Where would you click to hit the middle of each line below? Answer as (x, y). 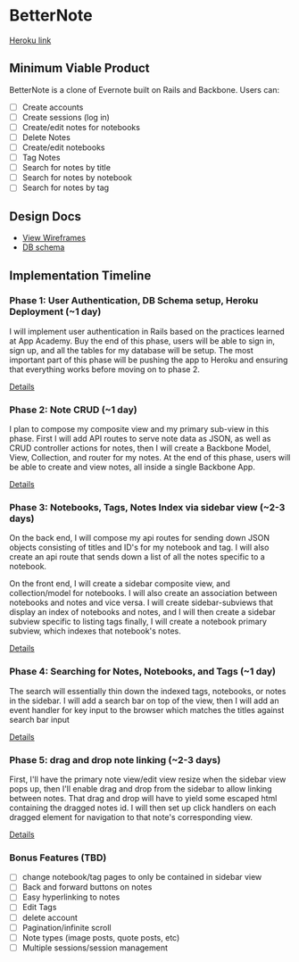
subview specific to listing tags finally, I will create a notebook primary (138, 622)
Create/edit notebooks (63, 147)
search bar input (39, 719)
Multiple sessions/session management (95, 948)
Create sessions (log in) (66, 117)
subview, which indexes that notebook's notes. (95, 631)
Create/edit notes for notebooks (81, 127)
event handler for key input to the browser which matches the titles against (147, 709)
